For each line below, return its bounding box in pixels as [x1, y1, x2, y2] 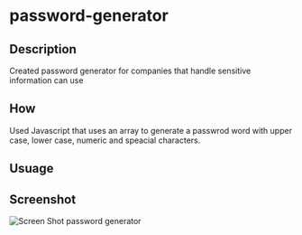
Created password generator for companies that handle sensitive [9, 65, 252, 76]
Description [9, 42, 77, 57]
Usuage [9, 161, 54, 176]
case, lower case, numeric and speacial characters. [9, 135, 201, 146]
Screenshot [9, 192, 77, 207]
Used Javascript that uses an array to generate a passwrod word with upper [9, 125, 293, 136]
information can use [9, 75, 84, 86]
